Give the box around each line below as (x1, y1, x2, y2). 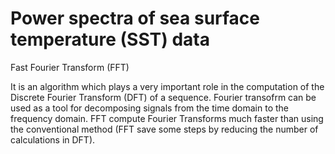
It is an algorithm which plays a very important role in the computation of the (10, 80, 325, 92)
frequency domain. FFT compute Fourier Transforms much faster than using (10, 112, 324, 124)
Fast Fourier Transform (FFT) (10, 61, 130, 73)
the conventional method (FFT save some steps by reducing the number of (10, 123, 319, 135)
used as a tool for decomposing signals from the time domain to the (10, 102, 290, 114)
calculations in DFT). (10, 133, 96, 146)
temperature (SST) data (10, 28, 210, 51)
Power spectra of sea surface (10, 7, 261, 30)
